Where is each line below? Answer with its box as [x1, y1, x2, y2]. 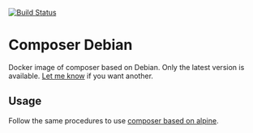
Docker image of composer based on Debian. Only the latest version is [8, 62, 245, 72]
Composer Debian [8, 36, 133, 54]
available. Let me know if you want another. [8, 71, 154, 81]
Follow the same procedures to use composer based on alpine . [8, 115, 219, 125]
